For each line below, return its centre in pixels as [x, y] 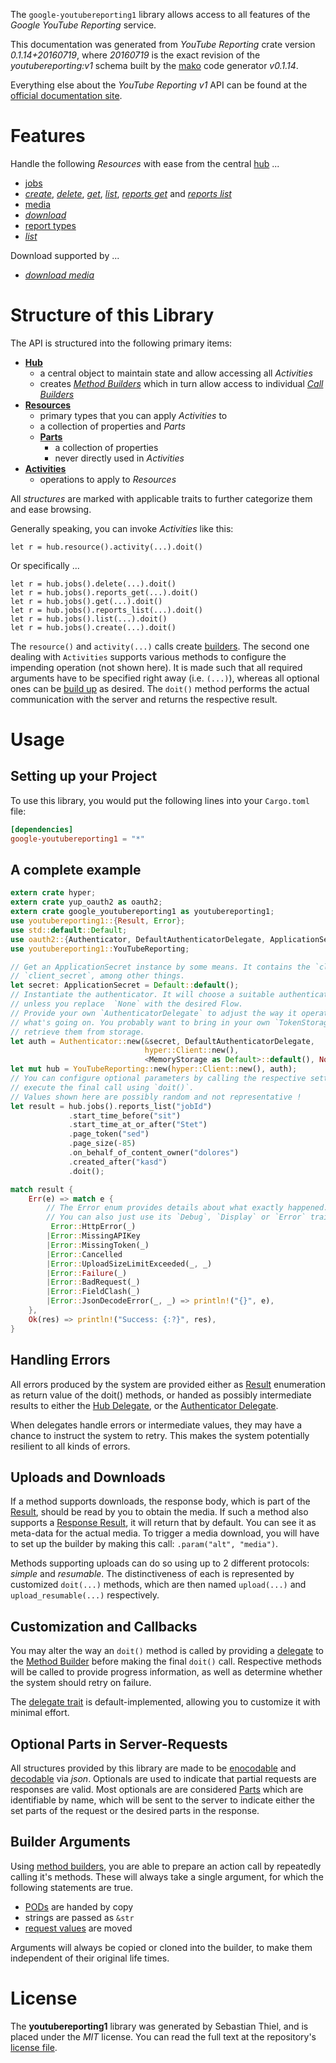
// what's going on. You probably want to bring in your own [140, 1022]
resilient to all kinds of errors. [70, 1446]
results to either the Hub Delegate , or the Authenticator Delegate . [144, 1405]
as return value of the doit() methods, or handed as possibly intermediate [161, 1395]
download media [59, 275]
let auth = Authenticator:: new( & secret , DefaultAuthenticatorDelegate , [162, 1041]
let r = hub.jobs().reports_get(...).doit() [104, 592]
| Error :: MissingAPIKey [93, 1236]
